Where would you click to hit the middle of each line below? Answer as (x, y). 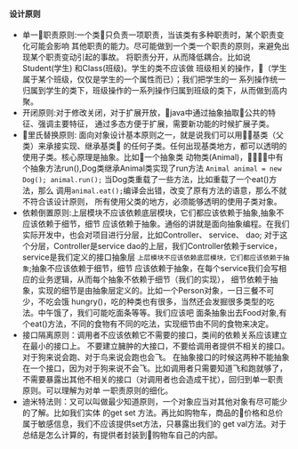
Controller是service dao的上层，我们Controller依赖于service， (167, 246)
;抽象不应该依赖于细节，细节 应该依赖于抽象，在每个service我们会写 (154, 269)
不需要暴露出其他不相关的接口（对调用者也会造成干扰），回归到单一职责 (153, 380)
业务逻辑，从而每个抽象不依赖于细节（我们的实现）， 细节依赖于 (154, 279)
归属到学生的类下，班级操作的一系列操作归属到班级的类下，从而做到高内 (154, 91)
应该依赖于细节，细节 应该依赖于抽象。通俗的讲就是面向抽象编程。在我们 (156, 224)
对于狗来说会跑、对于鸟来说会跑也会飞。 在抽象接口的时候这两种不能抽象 (156, 357)
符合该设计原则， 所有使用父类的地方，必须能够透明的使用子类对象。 (156, 202)
